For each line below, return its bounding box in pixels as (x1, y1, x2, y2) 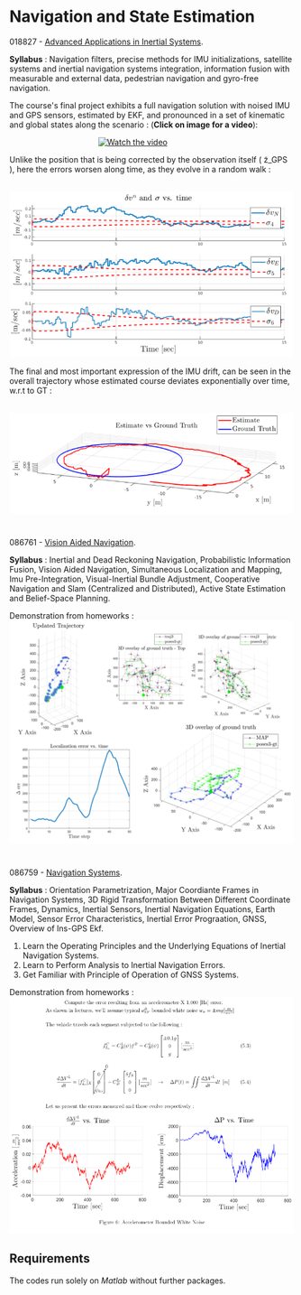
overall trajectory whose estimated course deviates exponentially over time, (9, 376, 290, 387)
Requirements (9, 1251, 90, 1266)
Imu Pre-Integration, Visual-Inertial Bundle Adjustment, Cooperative (9, 573, 260, 584)
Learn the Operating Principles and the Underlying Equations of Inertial (22, 940, 287, 951)
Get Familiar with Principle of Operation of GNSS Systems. (22, 969, 239, 980)
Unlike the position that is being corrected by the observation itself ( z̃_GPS (9, 154, 288, 164)
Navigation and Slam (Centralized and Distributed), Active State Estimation (9, 583, 286, 594)
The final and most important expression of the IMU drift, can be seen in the (9, 366, 291, 377)
